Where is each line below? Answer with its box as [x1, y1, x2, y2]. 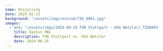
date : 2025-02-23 [5, 12, 41, 17]
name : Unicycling [5, 7, 41, 12]
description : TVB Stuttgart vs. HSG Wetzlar [14, 34, 106, 39]
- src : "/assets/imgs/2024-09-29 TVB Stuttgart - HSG [9, 25, 121, 30]
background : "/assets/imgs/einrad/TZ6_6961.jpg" [5, 16, 106, 21]
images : [5, 20, 21, 26]
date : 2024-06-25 [14, 39, 49, 44]
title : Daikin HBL [14, 30, 51, 34]
